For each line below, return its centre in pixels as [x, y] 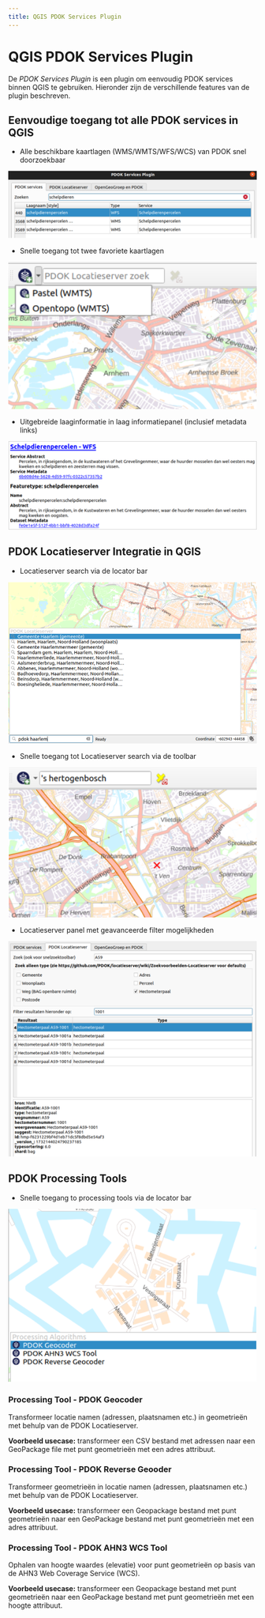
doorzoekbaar [42, 160]
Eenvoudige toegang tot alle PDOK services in [123, 120]
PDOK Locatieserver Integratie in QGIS [105, 552]
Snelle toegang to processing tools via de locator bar [105, 1197]
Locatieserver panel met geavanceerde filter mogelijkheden [117, 930]
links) [28, 430]
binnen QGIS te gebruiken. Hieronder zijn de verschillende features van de [129, 87]
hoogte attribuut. [35, 1605]
